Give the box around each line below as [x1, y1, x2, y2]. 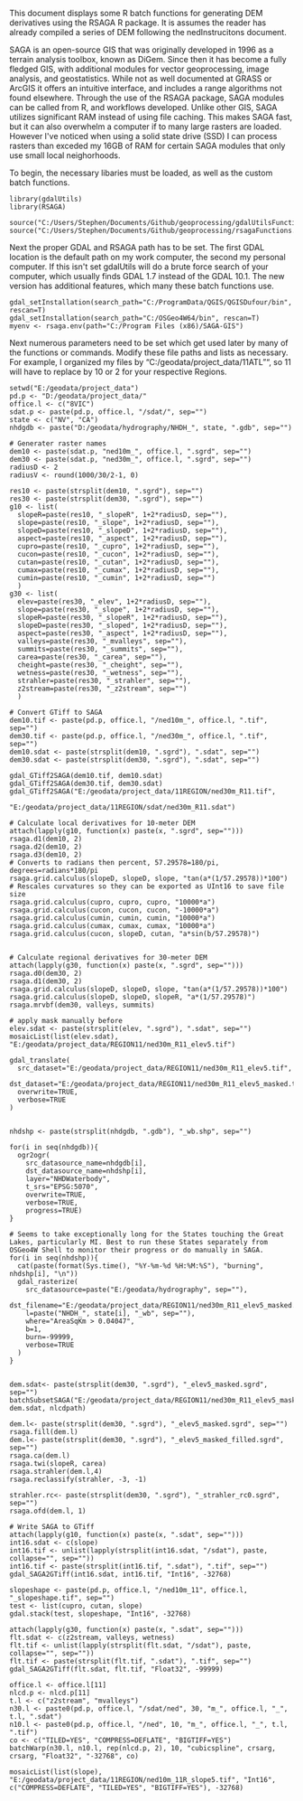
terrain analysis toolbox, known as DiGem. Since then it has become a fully [9, 54, 287, 64]
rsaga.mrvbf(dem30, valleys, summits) [9, 1000, 155, 1009]
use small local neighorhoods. [9, 150, 121, 161]
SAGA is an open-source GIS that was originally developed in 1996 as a [9, 44, 274, 55]
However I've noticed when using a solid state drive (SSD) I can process [9, 131, 278, 141]
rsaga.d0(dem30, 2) [9, 969, 83, 978]
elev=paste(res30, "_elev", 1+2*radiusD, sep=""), [17, 597, 212, 606]
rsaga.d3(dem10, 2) [9, 850, 83, 859]
